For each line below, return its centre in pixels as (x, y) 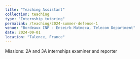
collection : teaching (27, 14)
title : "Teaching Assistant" (35, 10)
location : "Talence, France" (35, 37)
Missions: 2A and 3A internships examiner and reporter (61, 51)
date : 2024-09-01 (23, 32)
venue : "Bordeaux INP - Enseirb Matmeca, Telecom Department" (70, 28)
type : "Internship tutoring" (35, 19)
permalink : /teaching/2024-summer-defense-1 (52, 23)
